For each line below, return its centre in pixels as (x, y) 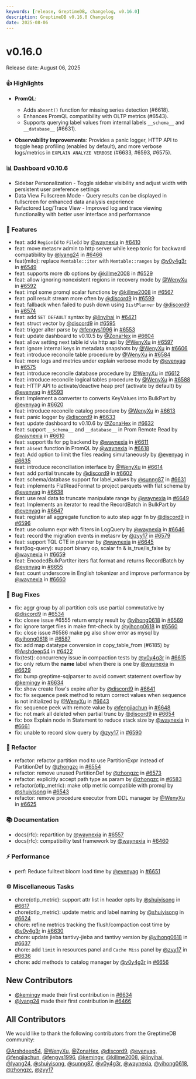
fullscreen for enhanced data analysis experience (74, 202)
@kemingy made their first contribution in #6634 (73, 994)
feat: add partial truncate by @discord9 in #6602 (73, 473)
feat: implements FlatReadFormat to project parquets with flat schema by (102, 486)
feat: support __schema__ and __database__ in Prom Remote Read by (96, 430)
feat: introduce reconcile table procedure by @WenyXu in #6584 (92, 355)
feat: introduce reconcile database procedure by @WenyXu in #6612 (97, 373)
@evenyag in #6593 (39, 392)
